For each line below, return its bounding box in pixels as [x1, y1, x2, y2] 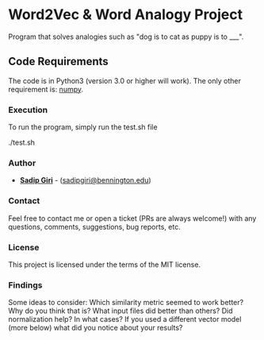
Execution [8, 104, 48, 115]
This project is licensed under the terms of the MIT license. [8, 260, 201, 269]
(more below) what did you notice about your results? [8, 323, 183, 333]
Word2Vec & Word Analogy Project [8, 6, 243, 24]
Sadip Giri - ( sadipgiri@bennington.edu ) [19, 176, 152, 185]
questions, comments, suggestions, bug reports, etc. [8, 222, 181, 231]
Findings [8, 280, 43, 291]
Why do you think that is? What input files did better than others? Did [8, 306, 233, 315]
